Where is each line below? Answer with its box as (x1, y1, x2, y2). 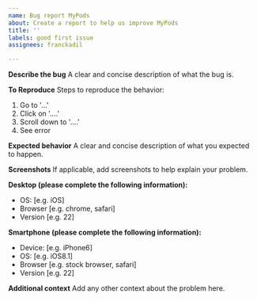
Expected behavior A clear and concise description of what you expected (8, 141, 250, 150)
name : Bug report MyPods (8, 11, 90, 20)
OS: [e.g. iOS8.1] (19, 251, 74, 261)
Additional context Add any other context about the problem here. (8, 284, 225, 293)
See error (19, 126, 51, 135)
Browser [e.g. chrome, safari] (19, 204, 116, 214)
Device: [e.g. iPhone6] (19, 243, 93, 253)
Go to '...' (19, 101, 49, 110)
